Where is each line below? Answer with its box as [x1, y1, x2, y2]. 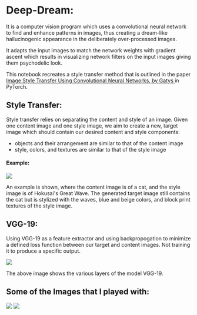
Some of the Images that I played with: [6, 287, 150, 297]
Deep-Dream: [6, 4, 74, 17]
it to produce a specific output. [6, 247, 81, 254]
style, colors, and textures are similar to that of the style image [14, 146, 166, 153]
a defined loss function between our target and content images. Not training [6, 241, 191, 248]
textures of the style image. [6, 202, 73, 209]
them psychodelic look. [6, 59, 63, 66]
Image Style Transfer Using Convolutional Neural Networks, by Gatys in [6, 77, 179, 84]
